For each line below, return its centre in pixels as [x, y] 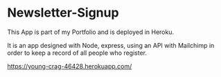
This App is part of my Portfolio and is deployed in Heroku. [91, 32]
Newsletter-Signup [63, 13]
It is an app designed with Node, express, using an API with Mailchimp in [111, 45]
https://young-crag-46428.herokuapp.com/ [70, 66]
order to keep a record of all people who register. [77, 53]
